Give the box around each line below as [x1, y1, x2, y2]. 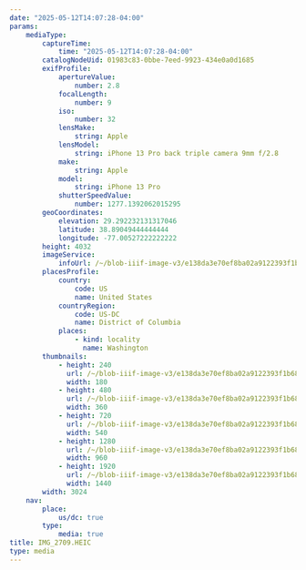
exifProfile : [42, 65, 92, 74]
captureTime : [42, 38, 92, 48]
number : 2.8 [74, 81, 120, 90]
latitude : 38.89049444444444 [57, 225, 169, 234]
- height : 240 [57, 361, 112, 370]
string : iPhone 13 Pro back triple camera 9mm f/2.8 [74, 148, 280, 158]
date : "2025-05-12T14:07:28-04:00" [9, 13, 145, 23]
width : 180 [66, 377, 107, 387]
